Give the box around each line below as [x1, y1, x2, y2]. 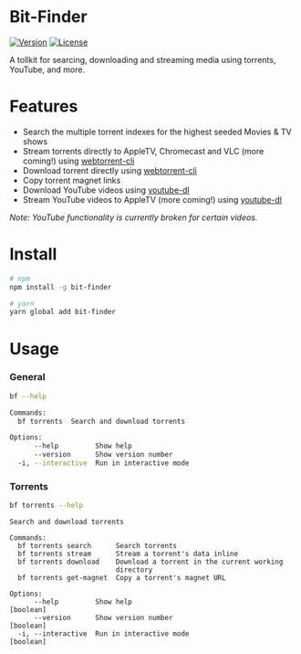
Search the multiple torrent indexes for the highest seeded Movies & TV [22, 126, 292, 137]
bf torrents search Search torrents [17, 542, 178, 551]
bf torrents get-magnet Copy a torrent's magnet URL [17, 574, 226, 583]
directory [115, 565, 153, 575]
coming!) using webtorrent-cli [22, 155, 135, 166]
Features [9, 96, 78, 117]
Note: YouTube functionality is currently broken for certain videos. [9, 212, 258, 223]
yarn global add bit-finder [9, 308, 117, 317]
